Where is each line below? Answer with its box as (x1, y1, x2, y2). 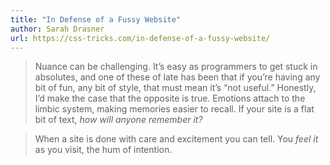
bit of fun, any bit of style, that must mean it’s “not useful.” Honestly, (34, 82, 317, 94)
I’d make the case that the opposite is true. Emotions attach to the (34, 92, 306, 105)
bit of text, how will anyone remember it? (34, 114, 203, 126)
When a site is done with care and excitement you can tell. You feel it (34, 133, 319, 145)
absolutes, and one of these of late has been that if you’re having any (34, 71, 321, 83)
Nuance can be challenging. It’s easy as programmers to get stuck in (34, 61, 318, 73)
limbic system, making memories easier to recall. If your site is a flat (34, 103, 315, 115)
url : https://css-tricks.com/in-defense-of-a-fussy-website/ (10, 33, 271, 43)
